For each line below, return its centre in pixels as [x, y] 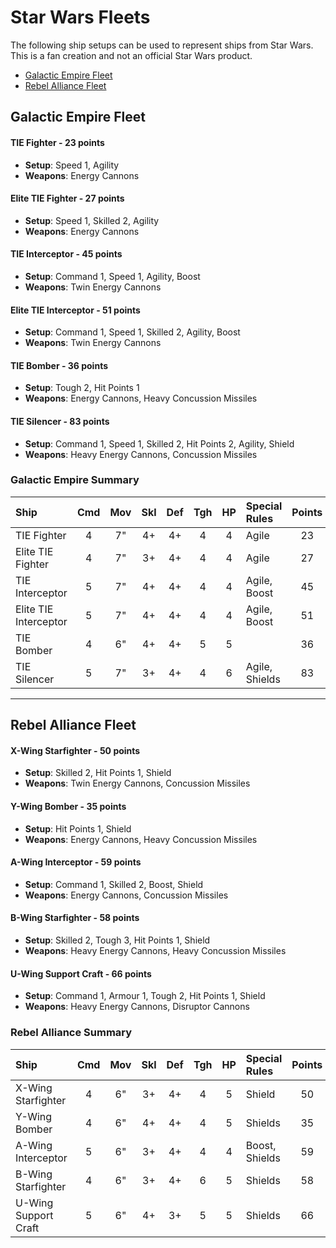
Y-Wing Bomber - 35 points [68, 807]
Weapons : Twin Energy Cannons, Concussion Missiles [137, 783]
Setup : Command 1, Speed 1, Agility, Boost [112, 276]
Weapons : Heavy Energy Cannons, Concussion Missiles [141, 454]
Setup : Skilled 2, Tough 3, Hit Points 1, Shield [117, 940]
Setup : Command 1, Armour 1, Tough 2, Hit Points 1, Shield [145, 996]
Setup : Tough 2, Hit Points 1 [82, 388]
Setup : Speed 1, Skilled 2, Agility [92, 220]
